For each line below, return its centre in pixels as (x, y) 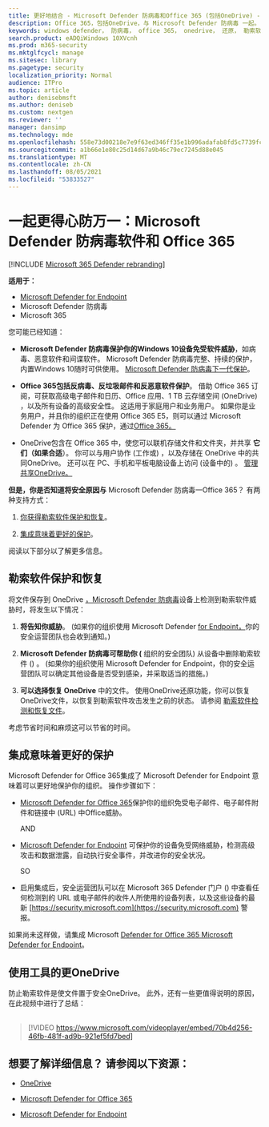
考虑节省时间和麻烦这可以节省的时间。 (71, 727)
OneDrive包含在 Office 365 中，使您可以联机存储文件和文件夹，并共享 (136, 443)
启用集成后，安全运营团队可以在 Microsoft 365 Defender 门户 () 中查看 (136, 888)
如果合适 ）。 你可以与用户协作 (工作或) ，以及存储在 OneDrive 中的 (143, 452)
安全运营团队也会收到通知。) (65, 636)
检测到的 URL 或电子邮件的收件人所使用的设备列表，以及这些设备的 (138, 898)
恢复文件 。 (52, 710)
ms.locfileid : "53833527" (51, 180)
